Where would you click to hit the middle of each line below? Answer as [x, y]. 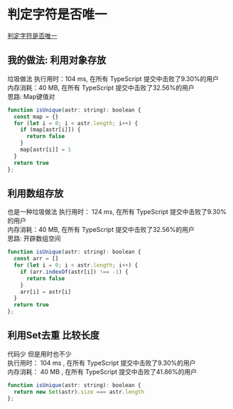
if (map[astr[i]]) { [50, 130]
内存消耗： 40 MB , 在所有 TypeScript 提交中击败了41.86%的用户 [102, 371]
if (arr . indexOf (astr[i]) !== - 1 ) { [75, 272]
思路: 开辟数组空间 [34, 238]
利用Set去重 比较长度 [53, 335]
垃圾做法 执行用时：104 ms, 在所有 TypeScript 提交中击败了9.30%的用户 [113, 78]
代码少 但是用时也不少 [39, 354]
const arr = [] [36, 259]
